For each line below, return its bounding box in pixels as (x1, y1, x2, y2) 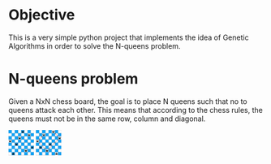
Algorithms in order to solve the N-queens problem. (8, 41, 181, 50)
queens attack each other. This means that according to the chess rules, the (8, 105, 264, 114)
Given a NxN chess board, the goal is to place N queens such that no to (8, 96, 247, 106)
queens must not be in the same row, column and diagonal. (8, 114, 206, 123)
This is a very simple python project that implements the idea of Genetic (8, 32, 249, 42)
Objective (8, 6, 75, 24)
